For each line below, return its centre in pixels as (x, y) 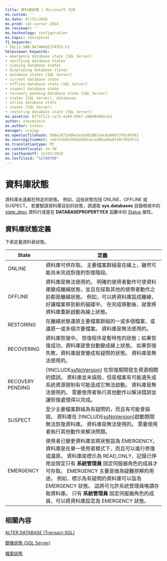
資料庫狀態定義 (28, 229)
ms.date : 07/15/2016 (27, 19)
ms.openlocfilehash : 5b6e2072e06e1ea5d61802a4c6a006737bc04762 (72, 135)
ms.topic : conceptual (28, 38)
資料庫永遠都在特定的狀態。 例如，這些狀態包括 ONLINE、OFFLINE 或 (76, 199)
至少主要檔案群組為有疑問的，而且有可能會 (95, 409)
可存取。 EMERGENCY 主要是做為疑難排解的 (97, 471)
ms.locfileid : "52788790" (32, 158)
